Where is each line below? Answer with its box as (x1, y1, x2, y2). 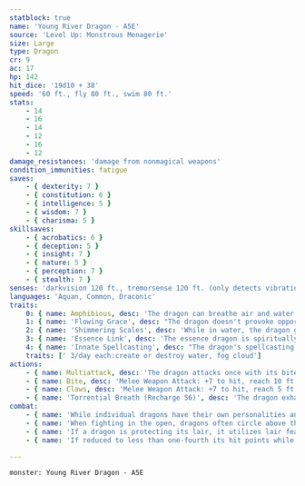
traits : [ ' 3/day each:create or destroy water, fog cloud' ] (25, 351, 261, 360)
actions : (9, 360, 43, 369)
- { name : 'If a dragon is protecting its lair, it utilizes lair (25, 427, 282, 436)
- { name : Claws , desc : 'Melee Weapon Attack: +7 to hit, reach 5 (25, 385, 282, 394)
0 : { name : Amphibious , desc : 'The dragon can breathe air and (25, 309, 271, 318)
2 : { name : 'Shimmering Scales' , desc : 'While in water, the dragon (25, 326, 290, 335)
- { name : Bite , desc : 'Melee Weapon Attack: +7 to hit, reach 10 (25, 376, 282, 386)
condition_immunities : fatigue (9, 165, 128, 174)
